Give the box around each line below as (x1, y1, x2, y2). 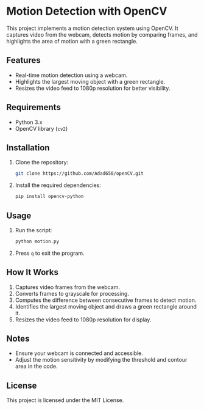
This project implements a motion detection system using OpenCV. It (6, 24, 178, 32)
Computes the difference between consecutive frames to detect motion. (15, 296, 197, 304)
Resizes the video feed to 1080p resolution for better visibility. (15, 84, 171, 92)
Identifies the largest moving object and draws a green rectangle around (15, 302, 197, 310)
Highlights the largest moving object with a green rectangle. (15, 78, 166, 85)
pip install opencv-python (15, 194, 84, 200)
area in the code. (15, 362, 58, 370)
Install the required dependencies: (15, 181, 102, 189)
